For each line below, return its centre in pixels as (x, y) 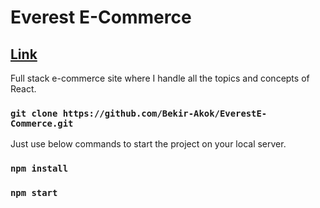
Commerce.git (42, 123)
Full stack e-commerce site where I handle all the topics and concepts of (160, 78)
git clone (34, 113)
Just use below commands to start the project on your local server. (148, 144)
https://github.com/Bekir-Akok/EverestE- (165, 113)
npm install (39, 169)
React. (23, 89)
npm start (34, 193)
